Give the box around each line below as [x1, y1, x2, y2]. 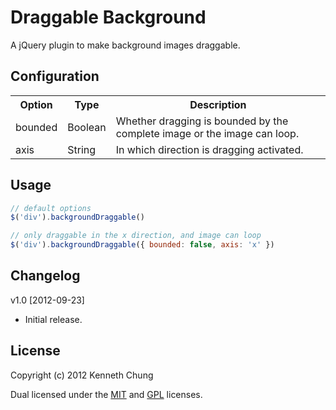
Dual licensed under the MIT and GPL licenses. [10, 388, 203, 400]
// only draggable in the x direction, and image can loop [10, 231, 262, 241]
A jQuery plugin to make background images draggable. [10, 39, 241, 51]
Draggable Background [10, 6, 207, 29]
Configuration [10, 68, 100, 85]
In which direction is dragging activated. [115, 142, 304, 156]
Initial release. [24, 313, 83, 325]
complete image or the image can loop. [115, 126, 300, 140]
